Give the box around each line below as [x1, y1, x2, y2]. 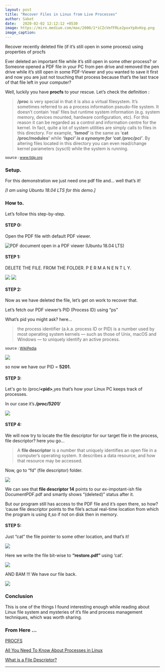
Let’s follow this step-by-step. [5, 211, 65, 217]
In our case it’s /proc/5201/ [5, 401, 60, 407]
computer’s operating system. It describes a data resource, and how [17, 452, 156, 459]
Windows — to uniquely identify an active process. [17, 336, 120, 343]
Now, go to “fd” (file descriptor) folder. [5, 467, 82, 473]
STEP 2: [5, 286, 22, 292]
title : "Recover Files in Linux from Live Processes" [5, 12, 118, 17]
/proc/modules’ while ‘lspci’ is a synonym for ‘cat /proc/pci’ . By [17, 135, 151, 141]
